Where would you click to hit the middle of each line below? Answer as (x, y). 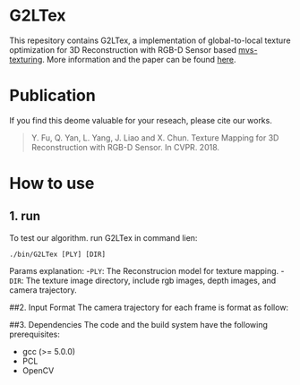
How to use (52, 184)
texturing (26, 59)
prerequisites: (35, 334)
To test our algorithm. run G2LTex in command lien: (103, 237)
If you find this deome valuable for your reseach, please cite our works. (141, 120)
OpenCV (38, 370)
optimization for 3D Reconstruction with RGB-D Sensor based (123, 49)
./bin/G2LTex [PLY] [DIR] (57, 254)
